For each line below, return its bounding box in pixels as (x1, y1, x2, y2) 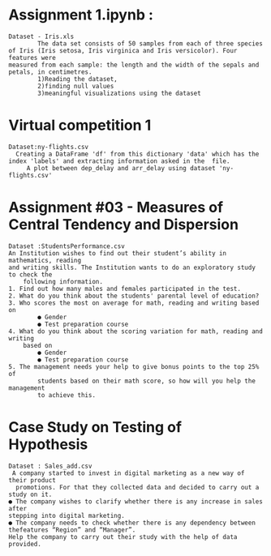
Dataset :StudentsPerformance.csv (8, 242, 126, 250)
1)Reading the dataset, (37, 75, 118, 83)
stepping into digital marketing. (8, 511, 126, 520)
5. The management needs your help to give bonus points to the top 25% (8, 362, 260, 370)
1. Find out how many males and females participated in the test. (8, 284, 242, 293)
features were (8, 53, 57, 62)
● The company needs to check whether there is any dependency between (8, 519, 256, 527)
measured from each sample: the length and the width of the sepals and (8, 61, 260, 69)
